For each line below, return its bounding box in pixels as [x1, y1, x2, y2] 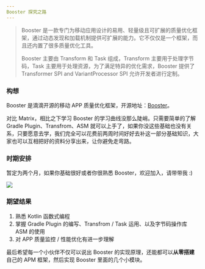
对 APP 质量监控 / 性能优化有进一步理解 [15, 235, 115, 243]
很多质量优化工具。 [48, 41, 96, 49]
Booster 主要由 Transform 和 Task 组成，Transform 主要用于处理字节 [21, 54, 194, 62]
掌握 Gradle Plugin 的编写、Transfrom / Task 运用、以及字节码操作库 [15, 220, 187, 228]
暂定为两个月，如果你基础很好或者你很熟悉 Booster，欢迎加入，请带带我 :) [6, 169, 193, 177]
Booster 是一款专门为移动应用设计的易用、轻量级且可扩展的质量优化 [21, 26, 192, 34]
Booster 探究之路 [6, 9, 47, 15]
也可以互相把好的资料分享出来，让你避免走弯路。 [11, 137, 135, 145]
